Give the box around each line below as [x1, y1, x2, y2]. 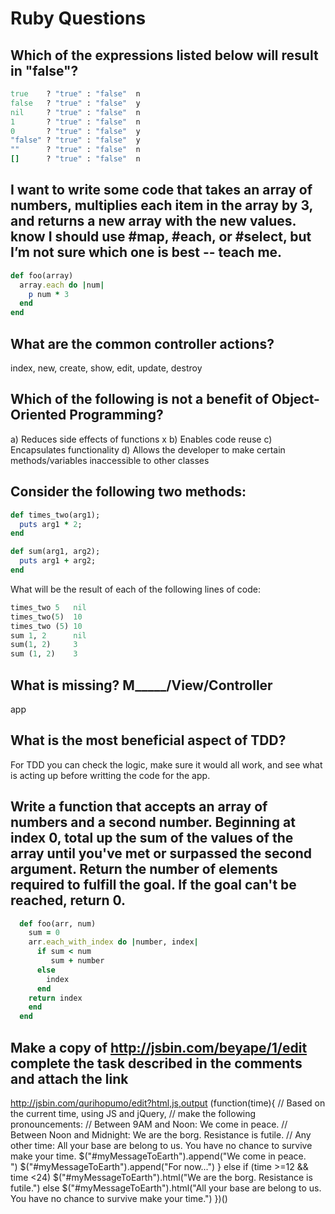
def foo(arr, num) [19, 918, 97, 929]
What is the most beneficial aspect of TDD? [10, 732, 287, 749]
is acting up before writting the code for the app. [10, 769, 211, 781]
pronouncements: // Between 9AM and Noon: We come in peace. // [10, 1118, 288, 1130]
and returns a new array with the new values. [10, 213, 297, 230]
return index [28, 993, 83, 1003]
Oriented [10, 407, 67, 424]
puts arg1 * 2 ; [19, 519, 83, 529]
